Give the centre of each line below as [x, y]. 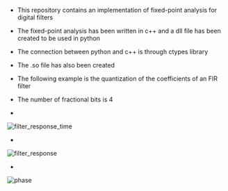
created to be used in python [59, 38]
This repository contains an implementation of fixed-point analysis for [117, 10]
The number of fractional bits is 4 [65, 99]
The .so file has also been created [66, 65]
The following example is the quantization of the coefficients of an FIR [117, 78]
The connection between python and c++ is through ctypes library [113, 52]
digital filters [35, 17]
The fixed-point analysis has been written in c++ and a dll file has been [119, 31]
